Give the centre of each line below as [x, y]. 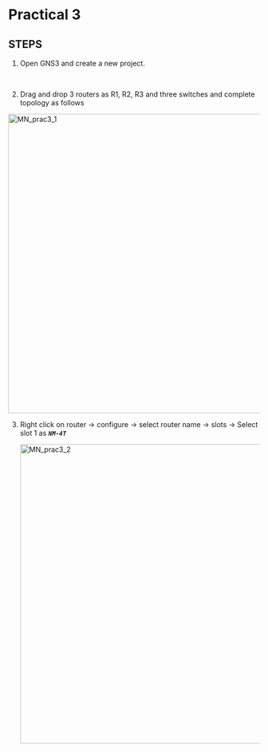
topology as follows [52, 103]
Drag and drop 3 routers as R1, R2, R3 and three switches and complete [137, 94]
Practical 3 [45, 15]
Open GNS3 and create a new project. [82, 63]
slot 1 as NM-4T [43, 433]
